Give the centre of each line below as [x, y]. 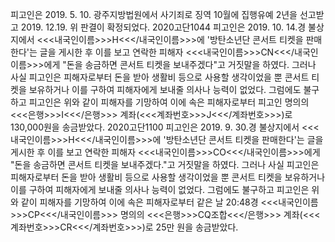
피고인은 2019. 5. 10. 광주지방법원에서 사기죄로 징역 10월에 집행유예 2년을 [154, 14]
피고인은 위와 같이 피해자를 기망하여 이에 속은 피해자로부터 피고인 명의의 [169, 102]
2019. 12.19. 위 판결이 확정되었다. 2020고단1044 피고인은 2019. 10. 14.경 [163, 27]
